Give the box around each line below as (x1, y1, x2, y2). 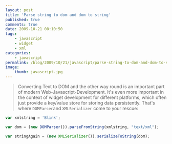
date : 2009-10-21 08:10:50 (5, 27, 63, 32)
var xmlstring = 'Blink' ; (5, 115, 60, 120)
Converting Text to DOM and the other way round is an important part (17, 84, 165, 90)
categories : (5, 50, 31, 55)
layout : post (5, 7, 33, 13)
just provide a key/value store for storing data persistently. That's (17, 100, 155, 106)
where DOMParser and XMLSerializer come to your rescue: (17, 106, 139, 111)
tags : (5, 31, 17, 36)
